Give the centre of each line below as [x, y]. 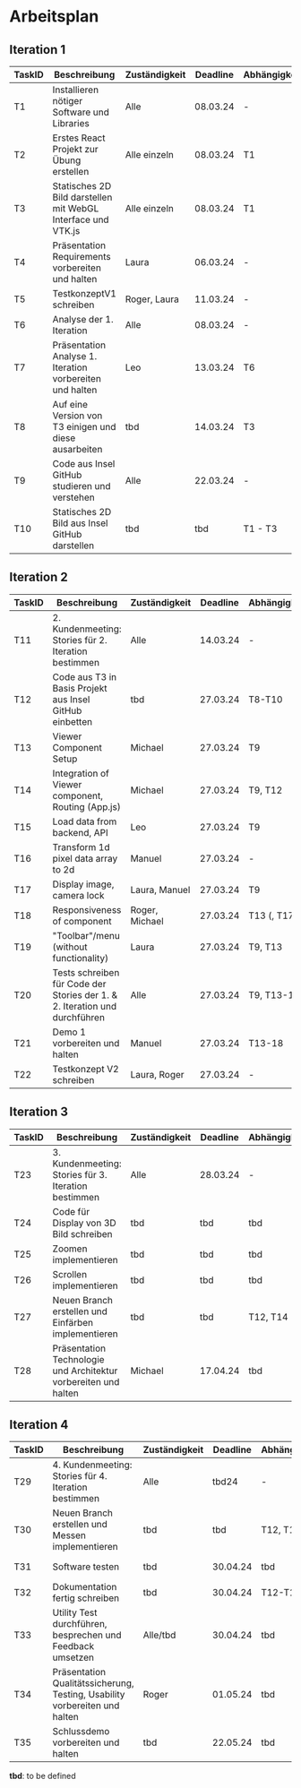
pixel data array [85, 858]
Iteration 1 [38, 50]
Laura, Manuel [160, 890]
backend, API [81, 832]
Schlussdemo [81, 1732]
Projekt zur [75, 149]
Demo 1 [69, 1032]
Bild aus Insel [80, 523]
